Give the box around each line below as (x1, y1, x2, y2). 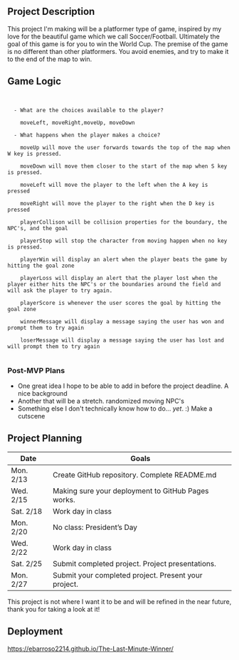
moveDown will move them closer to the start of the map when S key (20, 163, 228, 170)
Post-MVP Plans (7, 365, 65, 375)
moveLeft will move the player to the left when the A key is (20, 181, 208, 188)
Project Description (7, 6, 95, 18)
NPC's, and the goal (7, 224, 69, 232)
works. (53, 494, 76, 504)
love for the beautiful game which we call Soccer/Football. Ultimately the (7, 32, 221, 40)
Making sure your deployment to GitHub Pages (53, 486, 209, 496)
